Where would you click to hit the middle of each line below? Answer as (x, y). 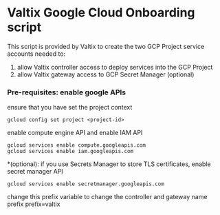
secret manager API (35, 172)
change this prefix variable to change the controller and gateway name (107, 197)
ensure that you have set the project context (70, 107)
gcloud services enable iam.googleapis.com (70, 152)
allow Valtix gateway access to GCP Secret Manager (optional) (106, 74)
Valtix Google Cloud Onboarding (101, 13)
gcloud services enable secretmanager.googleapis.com (86, 184)
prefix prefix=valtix (34, 204)
